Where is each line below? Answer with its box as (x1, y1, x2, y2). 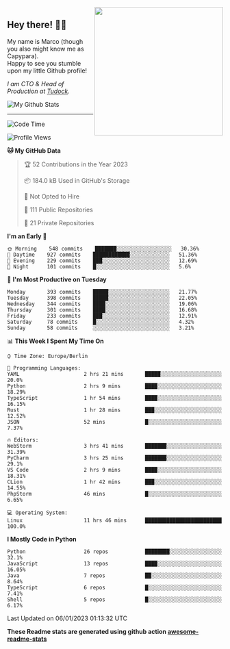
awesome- (167, 627, 199, 635)
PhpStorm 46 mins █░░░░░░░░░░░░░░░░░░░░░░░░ (7, 490, 222, 497)
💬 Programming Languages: (7, 364, 81, 372)
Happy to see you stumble (7, 59, 81, 67)
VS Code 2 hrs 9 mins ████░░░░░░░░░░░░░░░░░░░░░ (7, 466, 222, 473)
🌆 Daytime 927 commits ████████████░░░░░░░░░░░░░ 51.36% (7, 251, 197, 258)
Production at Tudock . (7, 87, 71, 95)
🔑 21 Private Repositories (23, 218, 94, 227)
